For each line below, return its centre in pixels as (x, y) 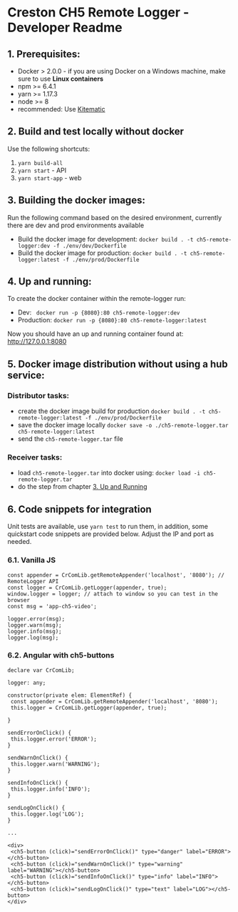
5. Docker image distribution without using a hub (118, 364)
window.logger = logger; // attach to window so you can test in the (113, 594)
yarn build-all (40, 163)
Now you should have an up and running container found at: (95, 334)
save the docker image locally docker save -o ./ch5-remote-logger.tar (123, 425)
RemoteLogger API (33, 581)
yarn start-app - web (50, 178)
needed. (20, 542)
